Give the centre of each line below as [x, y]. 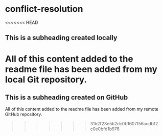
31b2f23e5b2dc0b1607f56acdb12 [124, 124]
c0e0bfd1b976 [105, 129]
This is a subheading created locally [61, 38]
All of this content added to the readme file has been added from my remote [82, 109]
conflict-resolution [44, 9]
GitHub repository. [24, 114]
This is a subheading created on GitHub [67, 97]
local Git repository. [46, 79]
